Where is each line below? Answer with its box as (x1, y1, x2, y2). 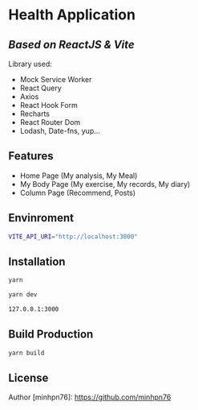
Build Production (8, 328, 94, 342)
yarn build (8, 349, 45, 357)
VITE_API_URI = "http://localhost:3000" (8, 232, 138, 241)
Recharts (19, 109, 51, 118)
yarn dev (8, 291, 38, 299)
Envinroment (8, 211, 75, 225)
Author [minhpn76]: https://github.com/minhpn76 (8, 392, 172, 402)
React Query (19, 83, 62, 93)
